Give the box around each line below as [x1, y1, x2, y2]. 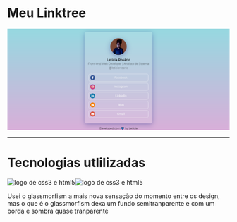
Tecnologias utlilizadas [7, 155, 146, 171]
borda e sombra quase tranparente [7, 206, 109, 216]
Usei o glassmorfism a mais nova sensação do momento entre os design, [7, 192, 220, 200]
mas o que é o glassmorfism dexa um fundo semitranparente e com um [7, 199, 215, 208]
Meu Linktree [7, 5, 87, 21]
